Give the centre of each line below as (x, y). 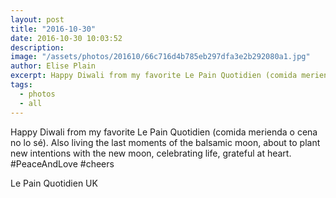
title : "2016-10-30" (53, 29)
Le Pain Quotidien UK (54, 183)
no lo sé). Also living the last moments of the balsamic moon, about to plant (165, 142)
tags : (21, 85)
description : (37, 47)
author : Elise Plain (53, 66)
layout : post (37, 19)
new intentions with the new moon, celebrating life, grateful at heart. (151, 153)
